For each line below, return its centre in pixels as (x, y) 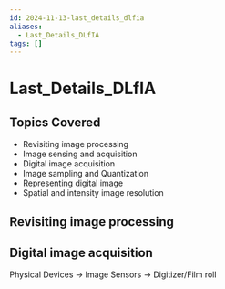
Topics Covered (55, 122)
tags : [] (26, 43)
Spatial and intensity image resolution (93, 193)
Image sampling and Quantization (85, 174)
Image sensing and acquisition (80, 154)
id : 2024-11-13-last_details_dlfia (77, 18)
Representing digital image (73, 183)
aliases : (26, 27)
